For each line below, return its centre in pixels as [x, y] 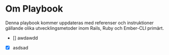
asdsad [20, 47]
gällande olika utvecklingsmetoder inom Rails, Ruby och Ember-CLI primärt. [85, 28]
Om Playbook [34, 9]
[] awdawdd [25, 38]
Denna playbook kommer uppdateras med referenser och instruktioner [80, 23]
